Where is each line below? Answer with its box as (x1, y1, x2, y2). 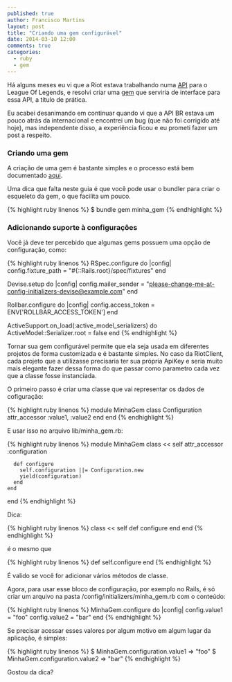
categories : (7, 49, 42, 56)
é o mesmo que (7, 545, 52, 553)
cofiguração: (7, 393, 44, 401)
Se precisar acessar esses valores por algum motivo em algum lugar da (7, 627, 211, 635)
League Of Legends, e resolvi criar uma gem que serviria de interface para (7, 88, 220, 96)
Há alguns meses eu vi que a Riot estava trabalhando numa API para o (7, 80, 208, 89)
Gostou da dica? (7, 668, 54, 676)
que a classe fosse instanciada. (7, 372, 97, 380)
